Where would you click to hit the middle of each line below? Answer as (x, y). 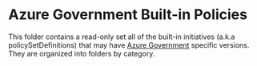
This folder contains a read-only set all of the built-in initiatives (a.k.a (122, 37)
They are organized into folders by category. (82, 53)
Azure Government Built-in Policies (128, 15)
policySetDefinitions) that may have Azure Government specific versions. (129, 45)
